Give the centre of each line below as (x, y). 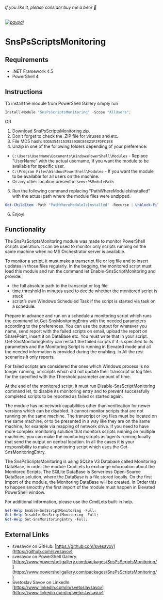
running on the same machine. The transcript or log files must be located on (81, 416)
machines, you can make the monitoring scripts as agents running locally (78, 436)
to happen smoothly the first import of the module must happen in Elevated (80, 487)
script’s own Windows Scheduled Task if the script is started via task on (84, 301)
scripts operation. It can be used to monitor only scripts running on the (76, 246)
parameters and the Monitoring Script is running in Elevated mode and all (78, 347)
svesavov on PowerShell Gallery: (45, 557)
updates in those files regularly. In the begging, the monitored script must (78, 266)
